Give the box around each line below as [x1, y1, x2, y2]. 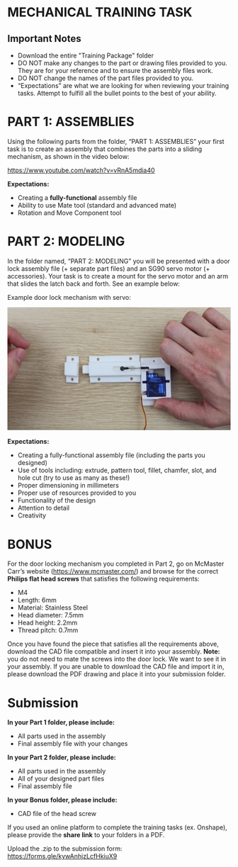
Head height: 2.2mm [17, 618, 78, 627]
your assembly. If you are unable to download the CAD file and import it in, [7, 662, 225, 671]
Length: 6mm [17, 596, 57, 605]
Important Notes [7, 33, 81, 45]
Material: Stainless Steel [17, 603, 89, 612]
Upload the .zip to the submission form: [7, 844, 123, 853]
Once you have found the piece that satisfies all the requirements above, [7, 639, 220, 649]
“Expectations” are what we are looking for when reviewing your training [17, 82, 229, 89]
